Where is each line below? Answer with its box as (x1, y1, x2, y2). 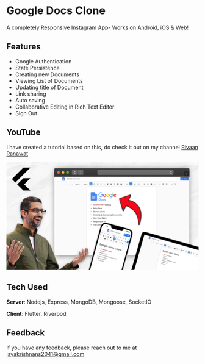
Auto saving (15, 96, 46, 104)
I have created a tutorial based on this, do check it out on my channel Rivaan (6, 143, 198, 151)
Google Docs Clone (6, 4, 106, 18)
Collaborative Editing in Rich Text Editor (15, 103, 115, 110)
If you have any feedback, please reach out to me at (6, 344, 137, 351)
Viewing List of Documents (15, 77, 84, 84)
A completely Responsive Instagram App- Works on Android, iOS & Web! (6, 24, 189, 31)
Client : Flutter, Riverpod (6, 310, 67, 317)
